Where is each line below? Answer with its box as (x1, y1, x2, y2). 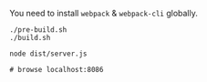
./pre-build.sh (9, 26, 67, 35)
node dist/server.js (9, 49, 88, 58)
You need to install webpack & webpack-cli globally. (9, 8, 198, 18)
